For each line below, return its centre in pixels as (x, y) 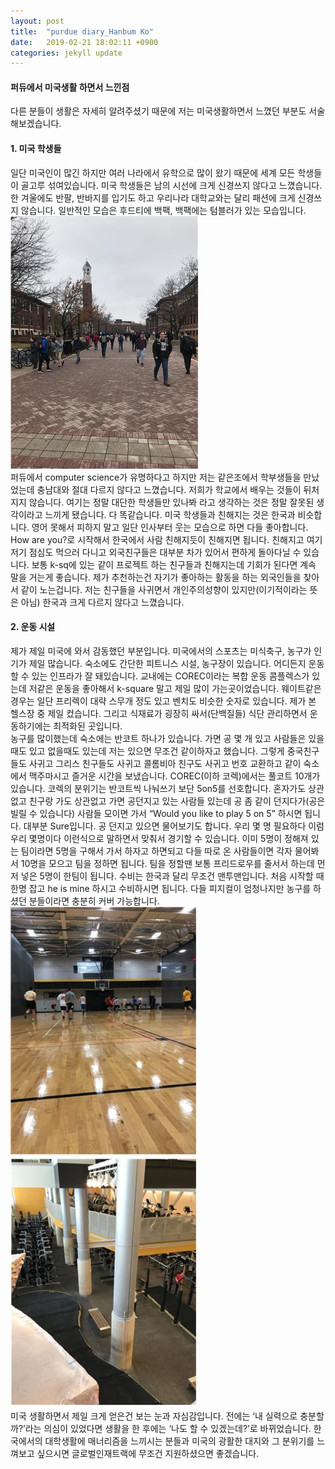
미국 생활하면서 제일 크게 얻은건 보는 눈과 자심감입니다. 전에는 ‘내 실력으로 (154, 1416)
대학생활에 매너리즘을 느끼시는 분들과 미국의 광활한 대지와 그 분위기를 (179, 1441)
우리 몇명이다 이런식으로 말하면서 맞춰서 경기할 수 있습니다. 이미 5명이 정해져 (159, 838)
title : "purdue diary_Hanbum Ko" (82, 31)
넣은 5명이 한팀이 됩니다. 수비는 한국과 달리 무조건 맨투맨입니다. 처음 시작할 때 (172, 876)
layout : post (37, 21)
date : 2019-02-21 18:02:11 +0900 (84, 42)
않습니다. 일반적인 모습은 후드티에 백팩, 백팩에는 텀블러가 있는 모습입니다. (163, 210)
